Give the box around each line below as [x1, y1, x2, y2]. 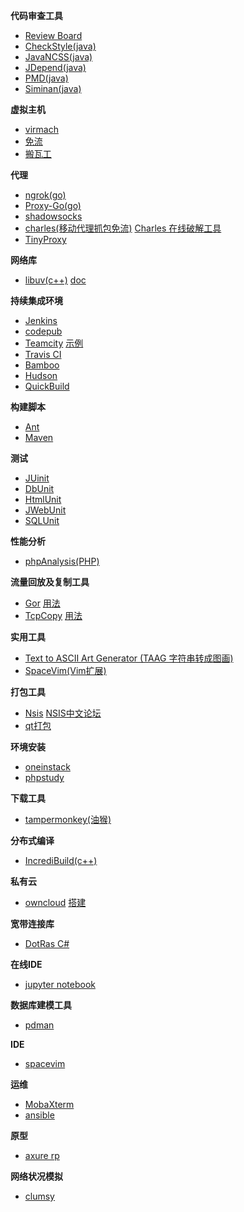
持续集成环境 [10, 295, 63, 306]
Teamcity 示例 [24, 337, 84, 349]
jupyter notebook [24, 979, 96, 990]
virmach [24, 124, 59, 135]
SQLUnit [24, 515, 60, 526]
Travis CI [24, 349, 62, 360]
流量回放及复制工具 [10, 576, 90, 588]
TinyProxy [24, 234, 67, 245]
